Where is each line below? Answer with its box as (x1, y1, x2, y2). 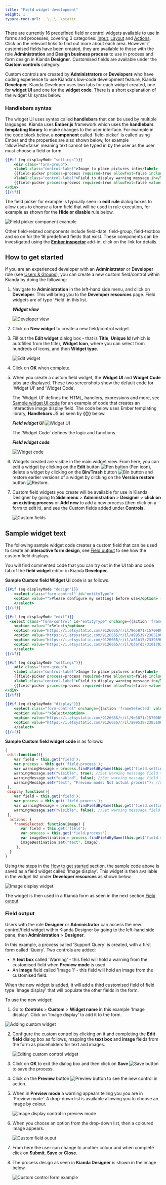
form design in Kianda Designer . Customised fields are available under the (5, 57, 157, 62)
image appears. (12, 1125, 44, 1131)
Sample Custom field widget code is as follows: (5, 738, 104, 744)
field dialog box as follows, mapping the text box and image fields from (12, 1036, 159, 1042)
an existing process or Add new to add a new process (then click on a (12, 500, 157, 506)
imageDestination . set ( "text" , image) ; (20, 840, 100, 845)
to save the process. (12, 1066, 54, 1071)
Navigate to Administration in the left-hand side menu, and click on (12, 286, 150, 293)
